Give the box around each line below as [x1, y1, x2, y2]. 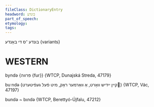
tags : [5, 26, 16, 30]
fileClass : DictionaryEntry [5, 7, 63, 12]
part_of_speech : [5, 16, 38, 21]
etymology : [5, 21, 28, 26]
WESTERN [5, 56, 48, 67]
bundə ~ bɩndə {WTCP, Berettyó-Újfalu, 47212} [5, 97, 101, 103]
